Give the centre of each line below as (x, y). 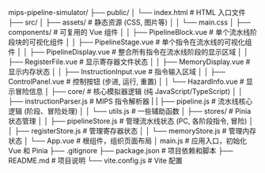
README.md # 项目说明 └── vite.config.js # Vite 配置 (96, 160)
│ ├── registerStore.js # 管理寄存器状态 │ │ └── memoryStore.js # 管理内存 (132, 131)
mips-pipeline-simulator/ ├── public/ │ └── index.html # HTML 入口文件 (127, 12)
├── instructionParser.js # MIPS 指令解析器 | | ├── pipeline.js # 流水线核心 (131, 101)
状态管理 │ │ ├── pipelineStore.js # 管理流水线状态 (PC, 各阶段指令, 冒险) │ (131, 121)
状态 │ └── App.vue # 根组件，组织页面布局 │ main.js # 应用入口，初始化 (128, 141)
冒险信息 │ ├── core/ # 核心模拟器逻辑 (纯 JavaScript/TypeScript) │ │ (129, 91)
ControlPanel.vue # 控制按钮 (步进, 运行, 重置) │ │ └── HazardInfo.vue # (126, 81)
